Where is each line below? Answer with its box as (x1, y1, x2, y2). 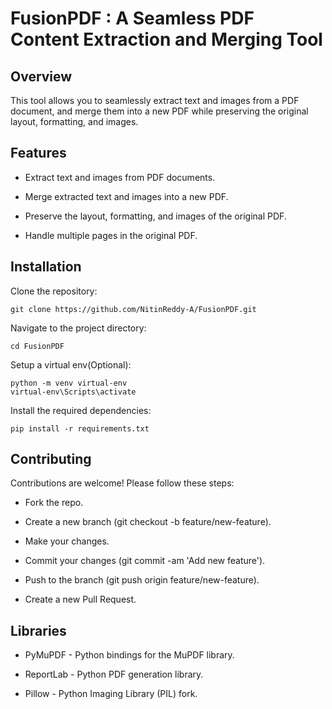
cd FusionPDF (10, 341, 65, 351)
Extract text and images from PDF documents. (24, 171, 216, 183)
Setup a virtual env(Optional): (10, 358, 132, 371)
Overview (10, 68, 73, 85)
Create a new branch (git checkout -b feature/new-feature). (24, 516, 272, 528)
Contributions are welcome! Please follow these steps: (10, 477, 235, 489)
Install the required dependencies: (10, 404, 152, 416)
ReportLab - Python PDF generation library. (24, 668, 204, 681)
